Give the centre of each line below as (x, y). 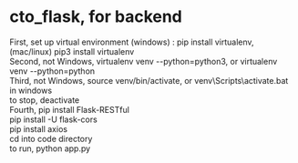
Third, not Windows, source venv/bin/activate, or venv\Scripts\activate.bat (149, 80)
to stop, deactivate (45, 100)
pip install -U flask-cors (53, 119)
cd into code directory (51, 138)
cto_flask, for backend (96, 17)
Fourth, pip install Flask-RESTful (70, 109)
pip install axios (39, 128)
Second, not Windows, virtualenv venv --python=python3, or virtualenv (144, 61)
